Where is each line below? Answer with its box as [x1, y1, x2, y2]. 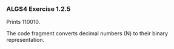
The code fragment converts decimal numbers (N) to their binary [6, 30, 169, 37]
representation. [6, 36, 44, 44]
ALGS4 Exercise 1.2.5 [6, 5, 71, 13]
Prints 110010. [6, 19, 41, 26]
